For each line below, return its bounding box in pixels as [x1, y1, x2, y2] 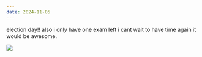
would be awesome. [6, 32, 57, 40]
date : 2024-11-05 [6, 9, 51, 15]
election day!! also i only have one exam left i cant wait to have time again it [6, 26, 196, 33]
